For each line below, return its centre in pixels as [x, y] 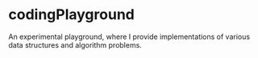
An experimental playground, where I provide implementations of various [129, 37]
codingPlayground [71, 15]
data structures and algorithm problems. [75, 44]
